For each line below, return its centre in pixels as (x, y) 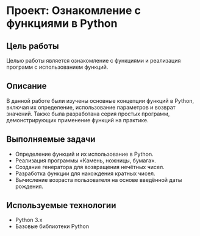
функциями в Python (62, 23)
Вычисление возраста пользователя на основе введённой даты (98, 179)
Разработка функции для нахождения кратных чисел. (85, 173)
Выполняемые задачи (51, 140)
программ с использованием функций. (57, 67)
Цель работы (33, 46)
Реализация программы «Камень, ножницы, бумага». (86, 160)
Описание (27, 86)
